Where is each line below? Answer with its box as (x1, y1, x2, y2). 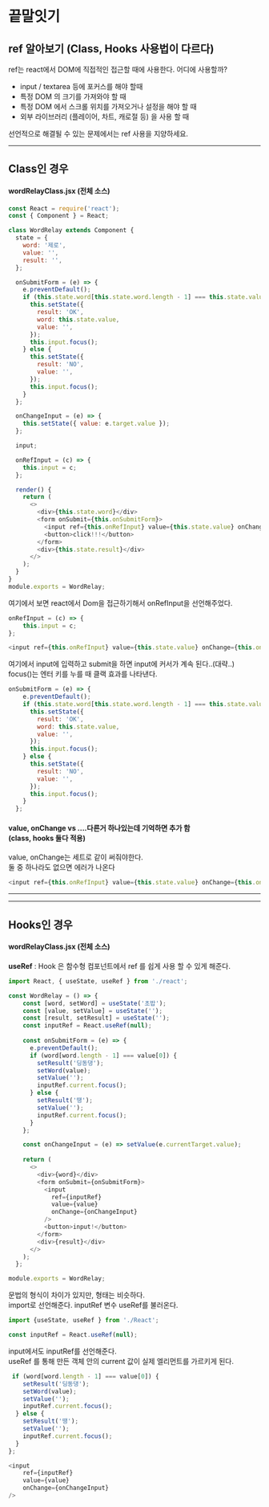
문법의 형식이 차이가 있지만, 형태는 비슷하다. (8, 1290, 146, 1300)
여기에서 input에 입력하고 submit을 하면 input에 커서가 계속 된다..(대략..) (8, 660, 235, 669)
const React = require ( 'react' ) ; (8, 204, 120, 213)
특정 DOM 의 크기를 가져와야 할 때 (19, 92, 126, 101)
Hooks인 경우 (8, 917, 74, 932)
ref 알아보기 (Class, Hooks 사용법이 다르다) (8, 42, 215, 55)
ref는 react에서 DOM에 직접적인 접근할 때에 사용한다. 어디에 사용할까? (8, 65, 228, 74)
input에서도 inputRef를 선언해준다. (8, 1346, 118, 1356)
